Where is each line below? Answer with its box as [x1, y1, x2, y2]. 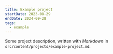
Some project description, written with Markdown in [5, 38, 109, 44]
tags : [5, 20, 16, 26]
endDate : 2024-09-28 [5, 16, 47, 21]
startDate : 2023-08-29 [5, 12, 51, 16]
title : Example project [5, 7, 53, 12]
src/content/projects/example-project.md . [5, 43, 91, 49]
